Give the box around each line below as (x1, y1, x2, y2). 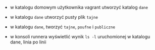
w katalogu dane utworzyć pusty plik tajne (10, 14, 98, 20)
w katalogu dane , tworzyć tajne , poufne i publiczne (10, 24, 115, 30)
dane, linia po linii (10, 39, 46, 45)
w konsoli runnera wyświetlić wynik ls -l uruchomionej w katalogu (10, 34, 150, 39)
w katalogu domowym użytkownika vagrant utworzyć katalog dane (10, 5, 148, 10)
